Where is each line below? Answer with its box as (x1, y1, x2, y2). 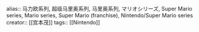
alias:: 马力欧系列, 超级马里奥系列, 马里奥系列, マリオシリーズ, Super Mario (6, 5, 192, 12)
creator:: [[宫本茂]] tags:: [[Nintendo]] (6, 19, 100, 25)
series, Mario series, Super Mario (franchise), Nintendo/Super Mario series (6, 12, 193, 19)
